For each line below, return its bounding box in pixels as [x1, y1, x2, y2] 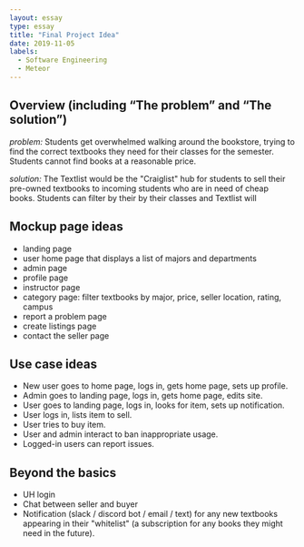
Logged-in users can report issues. [22, 439, 154, 450]
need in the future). [22, 528, 95, 539]
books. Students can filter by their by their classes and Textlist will [9, 192, 257, 203]
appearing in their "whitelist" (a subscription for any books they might [22, 518, 283, 529]
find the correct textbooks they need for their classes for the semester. [9, 146, 274, 157]
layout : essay [9, 13, 64, 23]
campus [22, 301, 54, 312]
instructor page [22, 281, 81, 292]
